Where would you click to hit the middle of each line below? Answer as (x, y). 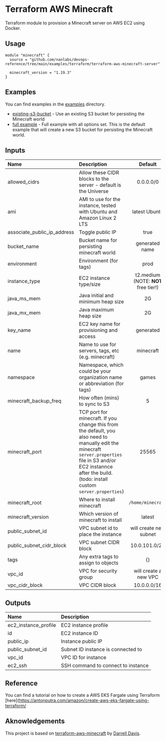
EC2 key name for (100, 324)
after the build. (96, 473)
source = (19, 60)
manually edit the (99, 443)
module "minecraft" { (27, 55)
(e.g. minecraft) (97, 357)
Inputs (15, 150)
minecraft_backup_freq (35, 401)
